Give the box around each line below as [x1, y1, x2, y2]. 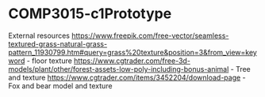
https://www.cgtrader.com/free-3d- [74, 56, 190, 65]
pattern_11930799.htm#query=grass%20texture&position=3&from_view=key [8, 47, 258, 57]
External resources [8, 31, 70, 40]
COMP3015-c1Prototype [8, 5, 172, 23]
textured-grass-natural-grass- [8, 39, 108, 48]
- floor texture [26, 56, 73, 65]
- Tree [230, 64, 252, 73]
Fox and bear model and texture [8, 80, 113, 91]
